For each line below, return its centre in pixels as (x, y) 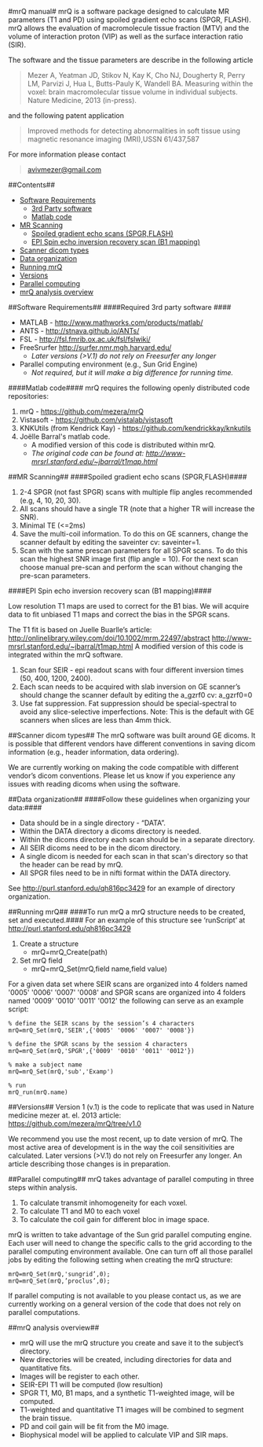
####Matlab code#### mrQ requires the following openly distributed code (129, 388)
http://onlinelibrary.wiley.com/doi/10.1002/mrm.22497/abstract (109, 638)
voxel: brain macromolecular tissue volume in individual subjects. (132, 92)
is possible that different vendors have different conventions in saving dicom (132, 744)
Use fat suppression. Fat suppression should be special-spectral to (128, 703)
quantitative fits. (46, 1368)
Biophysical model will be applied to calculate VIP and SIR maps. (124, 1435)
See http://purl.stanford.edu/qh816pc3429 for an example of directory (122, 888)
